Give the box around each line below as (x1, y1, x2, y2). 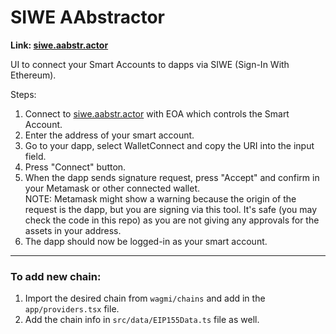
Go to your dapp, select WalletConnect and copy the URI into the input (24, 139, 315, 151)
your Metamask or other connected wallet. (24, 182, 201, 194)
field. (24, 150, 47, 162)
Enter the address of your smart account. (24, 129, 195, 141)
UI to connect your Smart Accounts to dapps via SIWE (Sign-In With (10, 58, 290, 70)
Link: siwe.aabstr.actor (10, 39, 109, 51)
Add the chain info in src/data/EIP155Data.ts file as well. (24, 314, 260, 326)
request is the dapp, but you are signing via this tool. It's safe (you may (24, 203, 318, 215)
